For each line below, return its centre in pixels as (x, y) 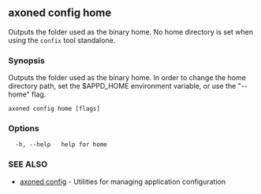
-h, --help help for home (62, 145)
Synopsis (26, 60)
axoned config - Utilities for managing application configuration (123, 181)
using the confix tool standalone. (62, 40)
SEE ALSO (28, 164)
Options (24, 129)
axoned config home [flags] (54, 109)
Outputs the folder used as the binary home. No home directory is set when (131, 31)
